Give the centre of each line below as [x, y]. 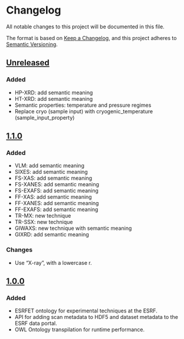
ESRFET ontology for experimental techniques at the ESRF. [86, 311]
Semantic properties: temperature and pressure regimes [83, 105]
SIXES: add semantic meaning [51, 172]
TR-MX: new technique [43, 216]
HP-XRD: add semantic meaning [54, 93]
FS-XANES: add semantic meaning [57, 185]
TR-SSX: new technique [44, 222]
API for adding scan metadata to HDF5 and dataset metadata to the [96, 317]
